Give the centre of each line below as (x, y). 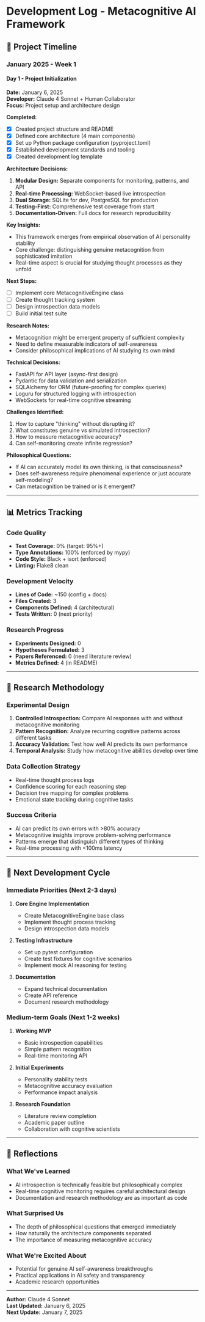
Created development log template (59, 156)
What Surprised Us (35, 1213)
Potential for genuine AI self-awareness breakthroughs (84, 1269)
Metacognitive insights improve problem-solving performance (93, 834)
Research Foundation (43, 1104)
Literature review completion (60, 1116)
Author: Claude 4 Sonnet (38, 1299)
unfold (23, 269)
